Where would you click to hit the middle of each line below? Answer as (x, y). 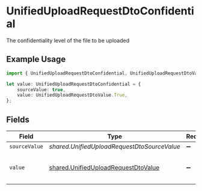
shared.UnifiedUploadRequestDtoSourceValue (115, 147)
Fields (18, 119)
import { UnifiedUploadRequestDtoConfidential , (67, 73)
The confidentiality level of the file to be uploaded (68, 40)
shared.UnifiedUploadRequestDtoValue (104, 168)
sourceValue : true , (41, 89)
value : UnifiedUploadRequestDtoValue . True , (72, 95)
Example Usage (36, 59)
